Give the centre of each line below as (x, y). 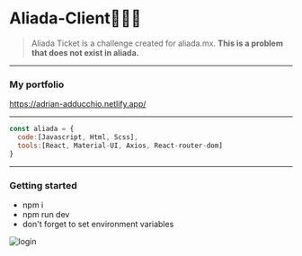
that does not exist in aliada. (85, 52)
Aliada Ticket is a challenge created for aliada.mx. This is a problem (157, 43)
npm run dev (46, 215)
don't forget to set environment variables (98, 225)
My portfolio (37, 84)
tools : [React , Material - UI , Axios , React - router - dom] (120, 146)
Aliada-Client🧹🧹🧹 (75, 18)
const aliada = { (42, 129)
